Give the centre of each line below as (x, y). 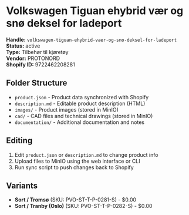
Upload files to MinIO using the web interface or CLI (77, 161)
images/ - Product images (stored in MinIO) (67, 109)
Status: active (23, 46)
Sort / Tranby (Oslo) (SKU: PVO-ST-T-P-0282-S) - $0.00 (83, 206)
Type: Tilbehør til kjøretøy (37, 52)
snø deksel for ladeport (64, 23)
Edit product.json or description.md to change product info (86, 154)
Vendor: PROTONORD (33, 58)
